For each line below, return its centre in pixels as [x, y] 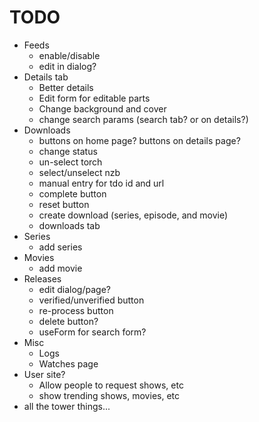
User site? [44, 374]
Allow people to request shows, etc [111, 385]
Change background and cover [102, 108]
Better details [66, 87]
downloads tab [69, 225]
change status [68, 151]
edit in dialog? [67, 66]
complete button [72, 193]
